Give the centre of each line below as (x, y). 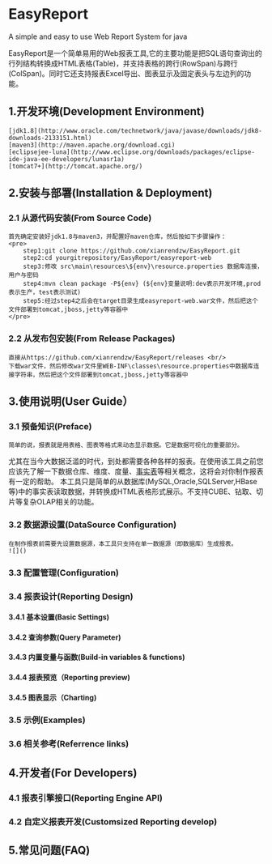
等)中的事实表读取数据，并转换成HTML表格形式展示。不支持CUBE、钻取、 (132, 492)
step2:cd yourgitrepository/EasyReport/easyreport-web (117, 258)
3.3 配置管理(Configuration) (64, 572)
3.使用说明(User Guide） (71, 402)
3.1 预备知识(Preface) (50, 427)
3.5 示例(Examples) (47, 720)
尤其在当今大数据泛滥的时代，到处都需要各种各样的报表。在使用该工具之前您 (136, 462)
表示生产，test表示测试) (45, 292)
